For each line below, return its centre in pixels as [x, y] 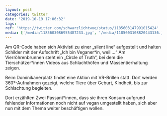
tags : [11, 24]
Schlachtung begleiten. [29, 88]
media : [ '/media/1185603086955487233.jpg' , [51, 33]
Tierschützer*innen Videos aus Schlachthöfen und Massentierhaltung [77, 63]
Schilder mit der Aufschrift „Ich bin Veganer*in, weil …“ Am [65, 52]
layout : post [19, 10]
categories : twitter [27, 14]
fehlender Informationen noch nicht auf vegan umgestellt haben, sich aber [81, 103]
